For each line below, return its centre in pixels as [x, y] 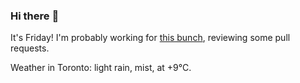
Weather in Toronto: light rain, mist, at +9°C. [101, 68]
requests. [30, 48]
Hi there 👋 [35, 16]
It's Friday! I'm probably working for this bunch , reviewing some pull [150, 38]
